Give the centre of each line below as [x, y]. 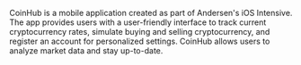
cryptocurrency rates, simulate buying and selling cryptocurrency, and [140, 32]
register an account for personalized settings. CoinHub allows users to [140, 41]
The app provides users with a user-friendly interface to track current [138, 22]
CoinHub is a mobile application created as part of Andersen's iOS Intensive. [151, 13]
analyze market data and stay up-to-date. [86, 51]
